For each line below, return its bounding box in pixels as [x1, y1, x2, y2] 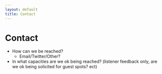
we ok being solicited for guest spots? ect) [12, 64, 97, 70]
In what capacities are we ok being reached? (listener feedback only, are [12, 59, 158, 64]
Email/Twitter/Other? [19, 54, 61, 59]
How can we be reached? [12, 48, 64, 54]
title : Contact [5, 12, 36, 16]
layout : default [5, 7, 38, 12]
